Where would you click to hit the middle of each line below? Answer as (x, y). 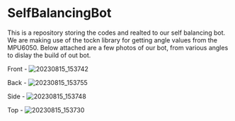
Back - (17, 82)
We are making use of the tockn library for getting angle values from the (113, 40)
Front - (17, 69)
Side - (16, 96)
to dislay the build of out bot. (49, 55)
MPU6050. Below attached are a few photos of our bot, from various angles (118, 47)
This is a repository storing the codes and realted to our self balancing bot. (116, 33)
